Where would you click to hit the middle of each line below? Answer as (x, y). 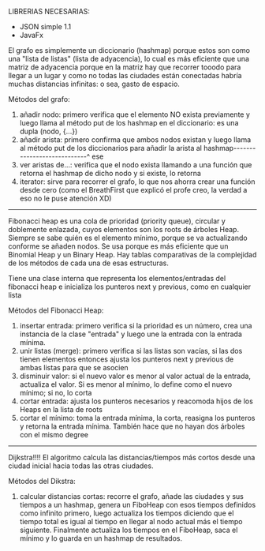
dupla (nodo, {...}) (49, 131)
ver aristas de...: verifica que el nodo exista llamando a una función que (136, 165)
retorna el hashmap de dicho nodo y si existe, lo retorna (110, 173)
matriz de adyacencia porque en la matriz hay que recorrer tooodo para (125, 67)
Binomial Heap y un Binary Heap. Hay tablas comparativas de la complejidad (132, 255)
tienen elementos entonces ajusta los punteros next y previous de (127, 359)
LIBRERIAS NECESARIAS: (49, 11)
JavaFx (32, 35)
